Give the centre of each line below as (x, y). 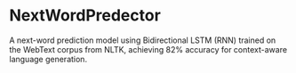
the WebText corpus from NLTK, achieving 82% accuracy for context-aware (148, 49)
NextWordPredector (85, 16)
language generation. (48, 59)
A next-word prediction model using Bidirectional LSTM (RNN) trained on (143, 40)
